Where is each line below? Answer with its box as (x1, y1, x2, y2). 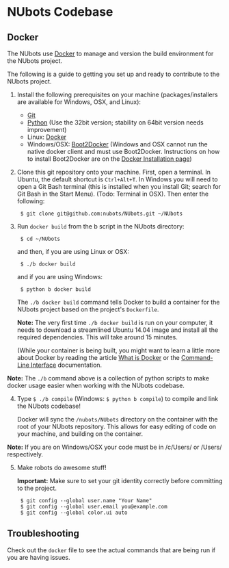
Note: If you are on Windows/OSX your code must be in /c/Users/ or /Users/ (7, 443, 222, 451)
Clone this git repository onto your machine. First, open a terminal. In (16, 168, 211, 176)
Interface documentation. (30, 361, 103, 369)
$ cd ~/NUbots (20, 235, 61, 242)
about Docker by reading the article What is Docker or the (16, 354, 180, 361)
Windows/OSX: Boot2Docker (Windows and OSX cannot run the (27, 140, 208, 148)
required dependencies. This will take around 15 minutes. (16, 333, 178, 341)
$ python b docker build (20, 286, 91, 293)
